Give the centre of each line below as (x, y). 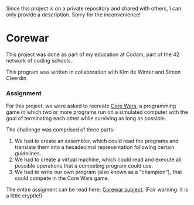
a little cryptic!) (24, 196)
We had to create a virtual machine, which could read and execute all (98, 159)
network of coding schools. (39, 60)
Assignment (24, 93)
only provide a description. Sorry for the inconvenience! (74, 15)
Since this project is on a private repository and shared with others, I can (94, 8)
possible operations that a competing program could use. (84, 166)
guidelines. (28, 154)
